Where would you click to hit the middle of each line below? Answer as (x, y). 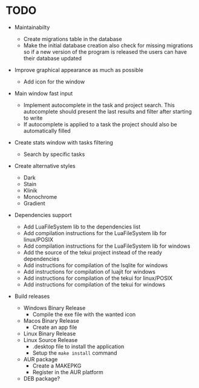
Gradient (34, 203)
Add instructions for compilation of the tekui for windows (94, 284)
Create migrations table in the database (73, 39)
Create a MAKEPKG (57, 366)
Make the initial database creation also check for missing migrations (108, 45)
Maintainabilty (32, 27)
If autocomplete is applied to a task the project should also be (100, 124)
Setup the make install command (75, 353)
